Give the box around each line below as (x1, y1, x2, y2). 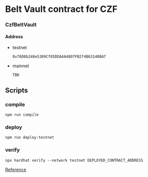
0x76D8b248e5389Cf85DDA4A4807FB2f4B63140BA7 (12, 54, 106, 59)
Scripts (5, 86, 28, 94)
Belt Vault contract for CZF (5, 3, 118, 15)
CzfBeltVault (5, 21, 37, 28)
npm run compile (5, 112, 39, 117)
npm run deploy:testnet (5, 135, 55, 140)
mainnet (12, 63, 29, 69)
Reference (5, 167, 26, 173)
